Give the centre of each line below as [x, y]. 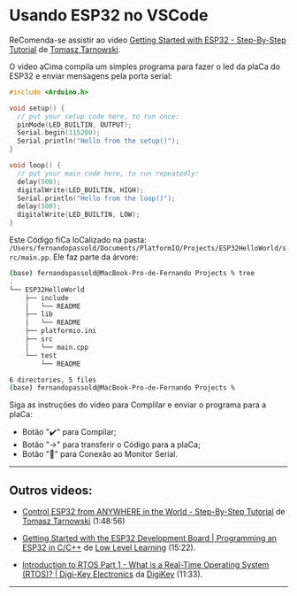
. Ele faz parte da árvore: [93, 257]
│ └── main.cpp [57, 347]
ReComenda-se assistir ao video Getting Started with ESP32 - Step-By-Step [148, 40]
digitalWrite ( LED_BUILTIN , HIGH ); [80, 190]
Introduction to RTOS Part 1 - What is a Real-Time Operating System [145, 565]
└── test [41, 355]
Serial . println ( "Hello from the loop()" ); [96, 198]
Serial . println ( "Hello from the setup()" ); [98, 141]
